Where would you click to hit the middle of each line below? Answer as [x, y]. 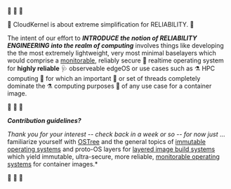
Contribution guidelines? [45, 120]
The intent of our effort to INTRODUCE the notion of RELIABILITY [102, 38]
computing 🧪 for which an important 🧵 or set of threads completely [104, 78]
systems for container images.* [53, 164]
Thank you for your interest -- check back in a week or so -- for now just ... [117, 134]
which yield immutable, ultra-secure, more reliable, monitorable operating [113, 157]
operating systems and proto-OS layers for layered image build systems [111, 149]
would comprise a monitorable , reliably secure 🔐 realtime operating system [115, 60]
